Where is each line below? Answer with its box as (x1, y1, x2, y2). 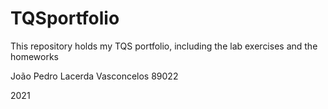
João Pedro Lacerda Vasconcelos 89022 (10, 70, 179, 82)
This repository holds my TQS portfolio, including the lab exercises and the (10, 40, 318, 52)
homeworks (10, 50, 60, 62)
